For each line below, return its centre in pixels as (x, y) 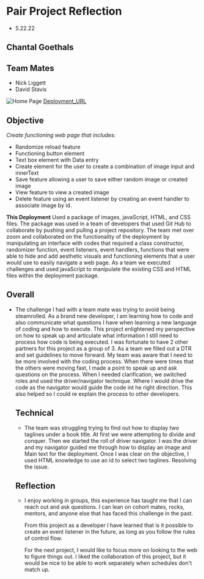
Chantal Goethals (40, 47)
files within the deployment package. (53, 275)
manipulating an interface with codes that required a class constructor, (95, 243)
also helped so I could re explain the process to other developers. (97, 394)
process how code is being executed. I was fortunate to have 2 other (102, 342)
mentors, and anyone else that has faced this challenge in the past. (109, 514)
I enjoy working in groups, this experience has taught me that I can (108, 501)
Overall (20, 295)
